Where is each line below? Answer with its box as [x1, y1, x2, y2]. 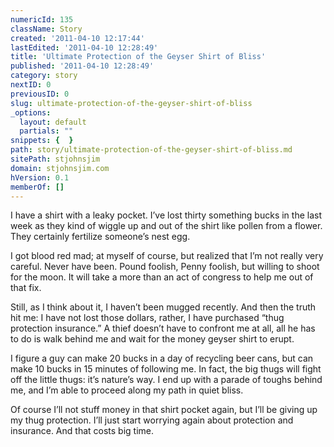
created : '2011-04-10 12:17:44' [10, 33, 145, 43]
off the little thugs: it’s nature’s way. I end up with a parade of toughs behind [10, 374, 323, 386]
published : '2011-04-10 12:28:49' [10, 61, 155, 71]
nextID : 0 [10, 80, 52, 90]
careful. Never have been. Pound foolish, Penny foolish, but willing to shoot [10, 261, 320, 273]
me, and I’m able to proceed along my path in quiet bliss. [10, 384, 244, 396]
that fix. [10, 282, 42, 294]
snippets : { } [10, 136, 74, 146]
